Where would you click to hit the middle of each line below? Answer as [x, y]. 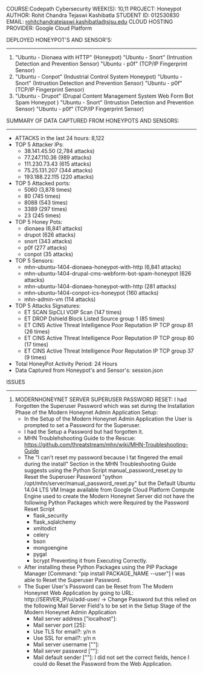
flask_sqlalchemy [55, 522]
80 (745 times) [42, 196]
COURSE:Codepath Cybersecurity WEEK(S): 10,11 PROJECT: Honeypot [94, 9]
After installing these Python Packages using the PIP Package [101, 567]
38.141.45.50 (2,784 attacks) [59, 151]
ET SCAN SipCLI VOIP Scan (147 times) [73, 312]
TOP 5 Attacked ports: [43, 183]
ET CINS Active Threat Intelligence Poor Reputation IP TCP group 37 [109, 351]
